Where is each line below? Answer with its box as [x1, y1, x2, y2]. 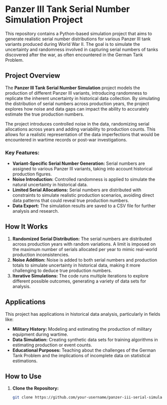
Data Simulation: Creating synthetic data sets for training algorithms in [12, 336, 158, 342]
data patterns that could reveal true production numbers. [12, 198, 130, 204]
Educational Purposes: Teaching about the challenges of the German [12, 347, 156, 353]
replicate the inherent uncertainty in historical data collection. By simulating [5, 95, 160, 101]
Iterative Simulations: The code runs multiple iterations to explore [12, 272, 149, 278]
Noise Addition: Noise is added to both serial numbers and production [12, 257, 158, 263]
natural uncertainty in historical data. [12, 182, 88, 188]
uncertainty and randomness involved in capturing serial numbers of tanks [5, 46, 159, 52]
